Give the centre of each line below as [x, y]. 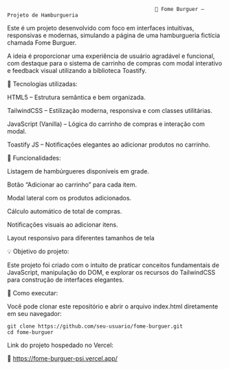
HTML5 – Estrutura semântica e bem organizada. [76, 97]
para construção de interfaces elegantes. [66, 280]
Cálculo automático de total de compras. [65, 211]
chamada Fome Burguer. [42, 43]
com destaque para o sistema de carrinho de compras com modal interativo [115, 63]
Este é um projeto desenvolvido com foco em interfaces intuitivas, [101, 28]
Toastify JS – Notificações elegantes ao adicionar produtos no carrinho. [109, 145]
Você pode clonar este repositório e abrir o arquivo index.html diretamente [113, 306]
